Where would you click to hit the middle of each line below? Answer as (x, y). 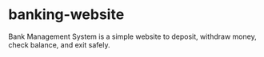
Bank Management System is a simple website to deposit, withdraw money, (133, 36)
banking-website (66, 15)
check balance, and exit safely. (59, 44)
